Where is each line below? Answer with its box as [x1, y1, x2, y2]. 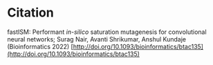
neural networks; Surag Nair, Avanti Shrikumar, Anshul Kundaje [7, 35, 187, 43]
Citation [7, 5, 54, 21]
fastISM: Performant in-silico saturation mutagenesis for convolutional [7, 28, 207, 36]
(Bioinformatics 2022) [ [7, 42, 74, 50]
